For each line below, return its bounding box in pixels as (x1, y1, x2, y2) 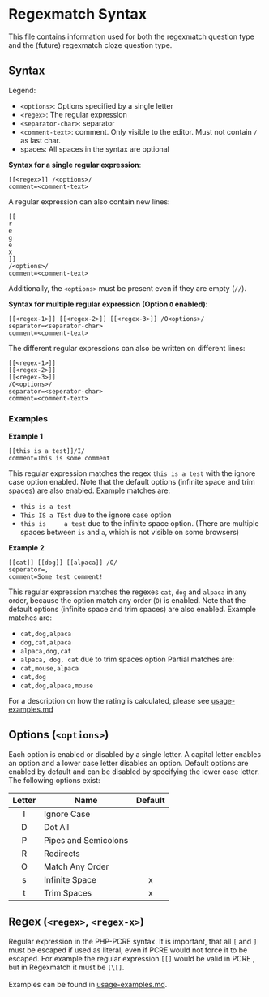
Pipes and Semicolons (44, 834, 129, 845)
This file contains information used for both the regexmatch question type (8, 32, 255, 41)
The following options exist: (8, 775, 100, 785)
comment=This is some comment (8, 455, 111, 463)
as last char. (19, 135, 61, 145)
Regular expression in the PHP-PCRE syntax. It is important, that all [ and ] (8, 936, 258, 946)
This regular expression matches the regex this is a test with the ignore (8, 469, 256, 478)
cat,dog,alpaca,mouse (19, 682, 93, 690)
